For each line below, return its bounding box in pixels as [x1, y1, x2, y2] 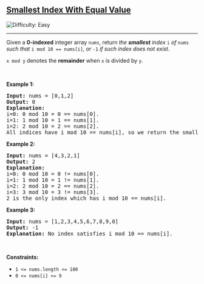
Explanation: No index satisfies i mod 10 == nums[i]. [6, 230, 173, 237]
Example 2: [6, 140, 35, 147]
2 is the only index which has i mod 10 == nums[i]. [6, 194, 167, 202]
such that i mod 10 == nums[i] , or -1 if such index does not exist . [6, 45, 170, 52]
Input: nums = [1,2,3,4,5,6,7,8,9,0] [6, 218, 119, 225]
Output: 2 [6, 158, 35, 165]
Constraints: [6, 253, 39, 261]
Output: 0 [6, 98, 35, 105]
